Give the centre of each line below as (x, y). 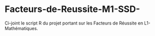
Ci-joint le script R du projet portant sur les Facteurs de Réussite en (74, 23)
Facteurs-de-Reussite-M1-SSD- (72, 9)
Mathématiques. (21, 28)
